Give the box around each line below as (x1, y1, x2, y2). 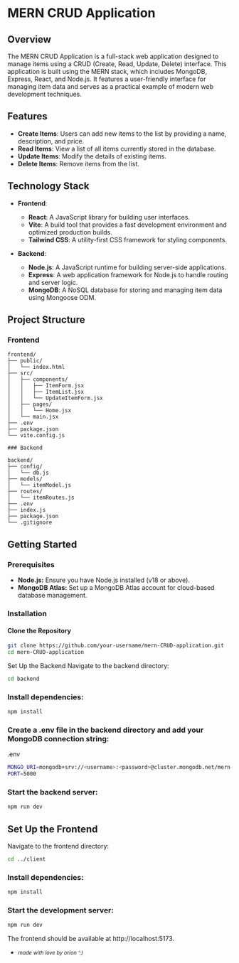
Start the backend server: (7, 787, 98, 797)
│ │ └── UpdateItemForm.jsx (7, 394, 103, 402)
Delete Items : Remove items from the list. (17, 159, 140, 168)
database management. (17, 591, 87, 599)
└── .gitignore (7, 519, 53, 527)
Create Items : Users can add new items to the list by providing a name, (17, 129, 227, 138)
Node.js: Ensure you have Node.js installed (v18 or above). (17, 576, 191, 584)
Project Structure (7, 314, 85, 326)
